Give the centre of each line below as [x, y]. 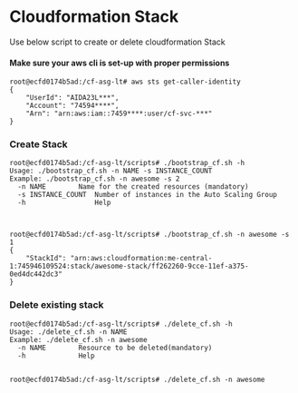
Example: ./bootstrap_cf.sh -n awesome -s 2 [95, 179]
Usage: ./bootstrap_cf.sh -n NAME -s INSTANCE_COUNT [111, 171]
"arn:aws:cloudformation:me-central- [141, 259]
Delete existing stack [57, 305]
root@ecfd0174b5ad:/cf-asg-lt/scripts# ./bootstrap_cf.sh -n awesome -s [149, 235]
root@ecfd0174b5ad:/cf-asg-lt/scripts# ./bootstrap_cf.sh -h [127, 163]
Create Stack [38, 144]
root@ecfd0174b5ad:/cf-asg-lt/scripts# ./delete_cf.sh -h [121, 324]
